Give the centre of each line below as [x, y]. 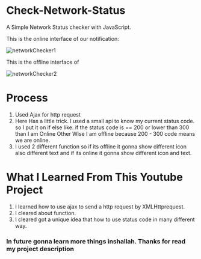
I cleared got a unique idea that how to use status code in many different [105, 219]
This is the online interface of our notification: [63, 38]
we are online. [32, 140]
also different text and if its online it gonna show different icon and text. [103, 153]
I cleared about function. [45, 213]
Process [27, 98]
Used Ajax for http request [48, 114]
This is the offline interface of [43, 62]
